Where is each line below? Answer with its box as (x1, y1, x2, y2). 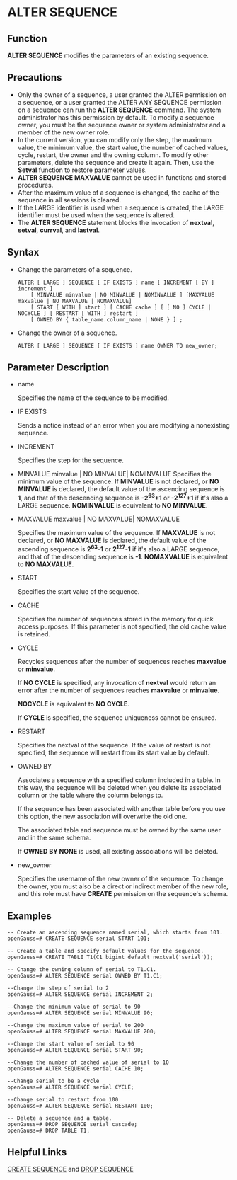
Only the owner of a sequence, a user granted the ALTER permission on (17, 90, 227, 99)
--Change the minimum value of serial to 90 (7, 1003, 141, 1010)
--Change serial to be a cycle (7, 1077, 100, 1084)
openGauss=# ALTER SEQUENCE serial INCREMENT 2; (7, 990, 154, 998)
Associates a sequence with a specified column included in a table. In (17, 776, 221, 784)
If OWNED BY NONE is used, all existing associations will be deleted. (17, 847, 219, 855)
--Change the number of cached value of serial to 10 (7, 1059, 170, 1066)
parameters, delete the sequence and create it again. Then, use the (17, 158, 214, 166)
